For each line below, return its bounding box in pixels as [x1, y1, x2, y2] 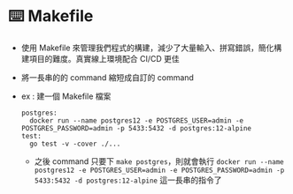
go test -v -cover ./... [29, 139, 121, 148]
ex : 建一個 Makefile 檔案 [20, 91, 112, 101]
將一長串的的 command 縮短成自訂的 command [20, 71, 194, 83]
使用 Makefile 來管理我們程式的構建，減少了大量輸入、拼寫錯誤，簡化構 [20, 42, 282, 53]
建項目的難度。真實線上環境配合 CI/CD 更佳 [20, 53, 181, 63]
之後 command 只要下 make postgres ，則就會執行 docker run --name [34, 155, 284, 167]
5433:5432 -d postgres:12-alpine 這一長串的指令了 [34, 175, 222, 185]
